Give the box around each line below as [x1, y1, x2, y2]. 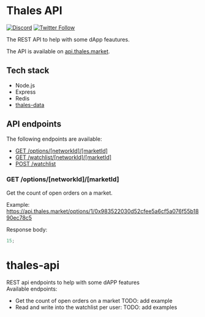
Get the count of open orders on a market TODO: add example [15, 297, 173, 304]
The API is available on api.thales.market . [6, 47, 110, 55]
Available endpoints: [6, 285, 58, 293]
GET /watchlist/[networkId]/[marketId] [15, 154, 112, 161]
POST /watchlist [15, 160, 56, 167]
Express [15, 88, 36, 95]
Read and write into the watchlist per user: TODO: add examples [15, 304, 177, 311]
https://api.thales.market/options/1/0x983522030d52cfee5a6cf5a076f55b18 [6, 207, 199, 215]
